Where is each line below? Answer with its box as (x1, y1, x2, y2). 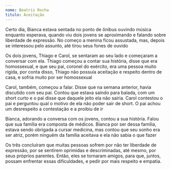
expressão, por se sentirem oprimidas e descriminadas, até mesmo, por (5, 147, 156, 153)
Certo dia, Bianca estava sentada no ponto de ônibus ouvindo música (5, 26, 152, 32)
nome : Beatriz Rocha (5, 7, 50, 13)
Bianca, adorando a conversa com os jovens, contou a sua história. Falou (5, 115, 159, 122)
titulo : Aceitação (5, 12, 44, 17)
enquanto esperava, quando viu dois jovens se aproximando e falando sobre (5, 32, 166, 38)
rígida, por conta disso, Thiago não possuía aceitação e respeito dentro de (5, 68, 162, 75)
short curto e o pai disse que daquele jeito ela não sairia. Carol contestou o (5, 95, 163, 101)
